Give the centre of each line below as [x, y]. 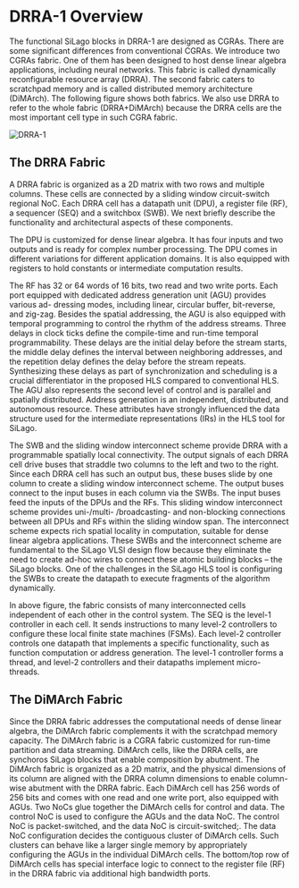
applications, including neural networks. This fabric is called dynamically [143, 70]
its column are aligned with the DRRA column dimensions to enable [133, 778]
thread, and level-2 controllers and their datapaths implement [122, 662]
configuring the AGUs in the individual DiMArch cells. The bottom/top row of [149, 854]
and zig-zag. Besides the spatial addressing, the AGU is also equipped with [147, 314]
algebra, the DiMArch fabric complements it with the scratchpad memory [144, 731]
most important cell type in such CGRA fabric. [94, 117]
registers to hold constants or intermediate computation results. [126, 268]
